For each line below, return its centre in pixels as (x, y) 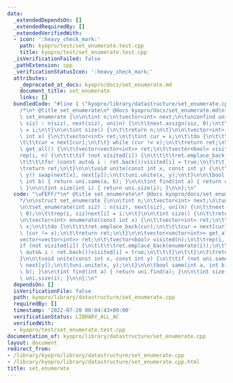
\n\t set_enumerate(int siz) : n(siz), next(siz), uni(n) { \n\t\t (116, 207)
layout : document (32, 343)
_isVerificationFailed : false (57, 59)
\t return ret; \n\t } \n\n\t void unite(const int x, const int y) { (116, 168)
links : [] (34, 98)
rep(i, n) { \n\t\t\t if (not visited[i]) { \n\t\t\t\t (97, 156)
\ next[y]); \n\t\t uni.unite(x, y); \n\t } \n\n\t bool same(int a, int (119, 265)
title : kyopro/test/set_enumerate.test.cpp (84, 53)
